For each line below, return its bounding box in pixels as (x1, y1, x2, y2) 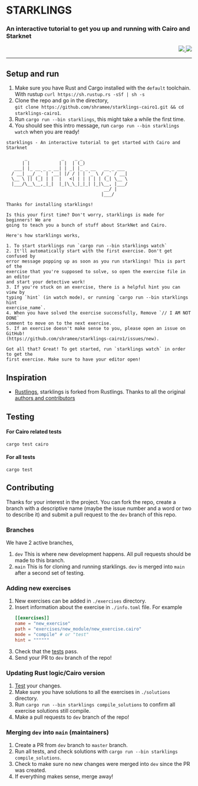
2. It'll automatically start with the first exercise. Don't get (6, 248, 173, 254)
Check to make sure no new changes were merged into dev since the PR (14, 761, 190, 768)
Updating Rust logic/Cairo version (6, 669, 105, 677)
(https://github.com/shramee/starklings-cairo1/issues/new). (6, 336, 160, 342)
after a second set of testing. (14, 569, 85, 577)
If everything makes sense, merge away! (14, 773, 114, 780)
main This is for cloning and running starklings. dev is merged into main (14, 563, 185, 570)
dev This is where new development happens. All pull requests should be (14, 551, 192, 558)
